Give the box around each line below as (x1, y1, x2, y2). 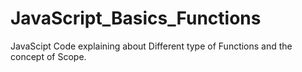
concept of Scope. (10, 50, 87, 62)
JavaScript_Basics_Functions (10, 7, 262, 30)
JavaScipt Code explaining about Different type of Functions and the (10, 40, 293, 52)
